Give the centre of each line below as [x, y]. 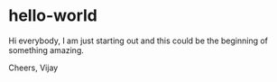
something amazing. [46, 50]
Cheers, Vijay [33, 68]
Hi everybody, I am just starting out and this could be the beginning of [138, 41]
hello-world [53, 16]
